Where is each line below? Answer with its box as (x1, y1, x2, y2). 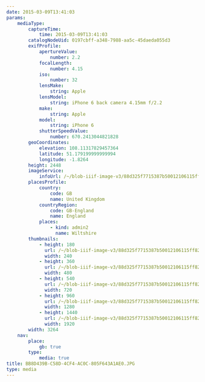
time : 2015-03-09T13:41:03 (38, 32, 108, 38)
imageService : (28, 168, 64, 174)
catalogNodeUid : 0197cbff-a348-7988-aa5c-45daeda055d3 (28, 37, 171, 43)
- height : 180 (38, 242, 75, 248)
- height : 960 (38, 292, 75, 299)
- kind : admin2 (49, 225, 88, 231)
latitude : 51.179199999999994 (38, 151, 116, 157)
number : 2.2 (49, 54, 81, 60)
